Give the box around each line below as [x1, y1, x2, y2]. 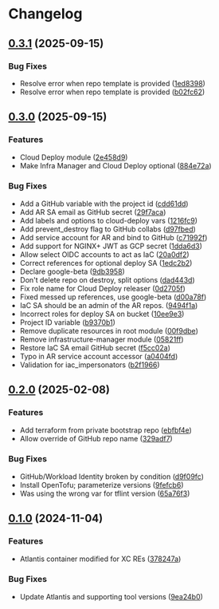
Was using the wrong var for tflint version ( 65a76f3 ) [19, 488, 190, 498]
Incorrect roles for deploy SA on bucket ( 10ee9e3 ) [19, 309, 185, 318]
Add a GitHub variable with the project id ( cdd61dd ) [19, 199, 189, 208]
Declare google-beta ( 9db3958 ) [19, 267, 125, 276]
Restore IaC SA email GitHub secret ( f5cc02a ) [19, 342, 171, 352]
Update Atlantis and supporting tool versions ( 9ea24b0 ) [19, 591, 203, 601]
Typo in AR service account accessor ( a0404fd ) [19, 351, 178, 361]
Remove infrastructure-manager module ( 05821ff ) [19, 334, 185, 344]
